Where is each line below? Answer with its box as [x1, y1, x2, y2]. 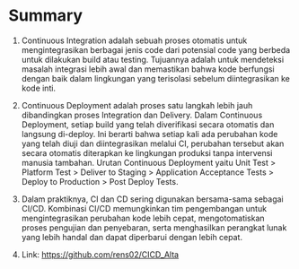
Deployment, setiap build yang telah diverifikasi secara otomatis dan [21, 118, 275, 130]
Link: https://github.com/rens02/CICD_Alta [21, 248, 180, 260]
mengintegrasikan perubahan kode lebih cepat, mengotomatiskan [21, 213, 266, 223]
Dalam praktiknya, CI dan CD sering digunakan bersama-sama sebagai [21, 194, 284, 204]
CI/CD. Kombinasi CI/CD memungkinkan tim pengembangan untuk [21, 203, 267, 213]
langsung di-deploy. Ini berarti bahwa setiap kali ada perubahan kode [21, 128, 278, 139]
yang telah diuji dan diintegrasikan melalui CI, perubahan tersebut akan [21, 138, 285, 149]
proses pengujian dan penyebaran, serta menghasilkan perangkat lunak [21, 221, 287, 233]
